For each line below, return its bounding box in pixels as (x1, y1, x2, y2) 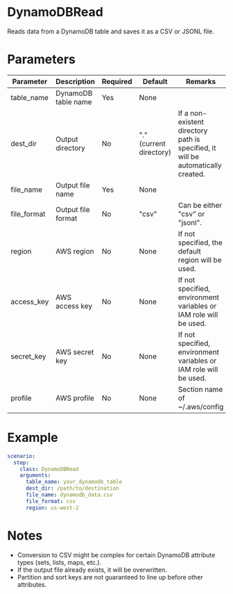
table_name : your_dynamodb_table (25, 479, 123, 486)
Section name (178, 384, 223, 394)
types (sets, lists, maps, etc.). (17, 558, 102, 566)
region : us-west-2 (25, 504, 79, 511)
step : (13, 459, 30, 466)
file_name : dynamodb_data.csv (25, 491, 113, 499)
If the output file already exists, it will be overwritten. (17, 566, 168, 574)
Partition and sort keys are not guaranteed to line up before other (17, 572, 203, 581)
